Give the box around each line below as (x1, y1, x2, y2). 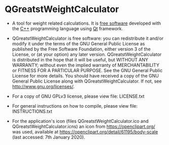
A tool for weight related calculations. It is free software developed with (12, 20, 161, 26)
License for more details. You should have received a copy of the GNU (12, 72, 159, 79)
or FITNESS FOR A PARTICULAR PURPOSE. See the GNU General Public (12, 67, 163, 74)
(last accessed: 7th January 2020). (12, 134, 86, 140)
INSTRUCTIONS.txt (12, 108, 53, 114)
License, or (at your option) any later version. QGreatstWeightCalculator (12, 51, 162, 57)
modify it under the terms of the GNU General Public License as (12, 40, 145, 46)
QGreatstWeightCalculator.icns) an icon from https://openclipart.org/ (12, 123, 155, 129)
